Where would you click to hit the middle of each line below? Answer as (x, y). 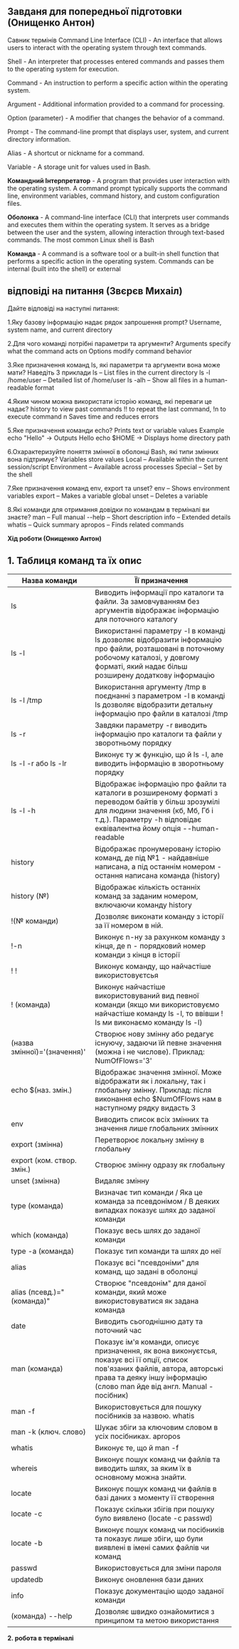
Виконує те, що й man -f (137, 1448)
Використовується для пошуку (148, 1407)
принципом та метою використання (157, 1621)
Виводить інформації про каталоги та (159, 592)
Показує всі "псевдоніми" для (147, 1263)
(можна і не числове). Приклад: (150, 1052)
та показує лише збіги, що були (149, 1539)
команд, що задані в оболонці (146, 1272)
